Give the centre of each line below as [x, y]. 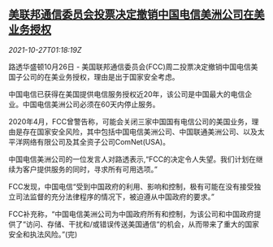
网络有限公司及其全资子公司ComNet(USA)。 [96, 141]
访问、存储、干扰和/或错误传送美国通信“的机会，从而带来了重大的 [135, 224]
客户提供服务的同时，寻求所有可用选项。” [90, 169]
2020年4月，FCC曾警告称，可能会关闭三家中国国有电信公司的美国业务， [130, 121]
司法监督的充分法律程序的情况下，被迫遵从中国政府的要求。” [115, 197]
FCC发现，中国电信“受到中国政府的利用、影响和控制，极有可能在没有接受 [131, 186]
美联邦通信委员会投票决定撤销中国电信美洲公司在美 [136, 15]
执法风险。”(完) [54, 234]
